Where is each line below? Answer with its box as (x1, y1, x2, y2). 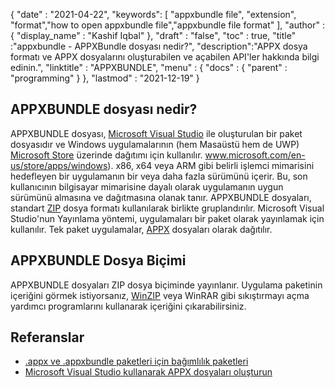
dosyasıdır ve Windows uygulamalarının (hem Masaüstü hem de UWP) (10, 138, 300, 150)
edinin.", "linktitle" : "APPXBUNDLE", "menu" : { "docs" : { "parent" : (10, 62, 288, 73)
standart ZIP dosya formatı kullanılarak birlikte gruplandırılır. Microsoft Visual (10, 202, 325, 214)
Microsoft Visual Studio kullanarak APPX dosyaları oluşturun (24, 366, 273, 378)
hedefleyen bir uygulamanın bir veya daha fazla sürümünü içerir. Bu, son (10, 170, 308, 182)
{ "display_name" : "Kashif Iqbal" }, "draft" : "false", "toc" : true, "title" (10, 30, 297, 41)
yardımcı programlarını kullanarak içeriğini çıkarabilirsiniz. (10, 300, 247, 312)
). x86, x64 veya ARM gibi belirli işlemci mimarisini (107, 159, 315, 171)
